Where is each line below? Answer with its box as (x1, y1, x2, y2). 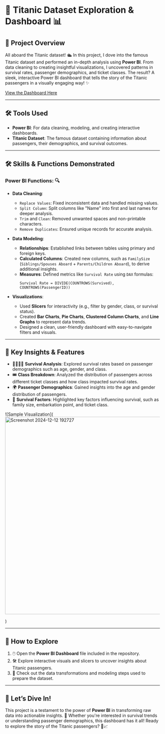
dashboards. (12, 130, 38, 136)
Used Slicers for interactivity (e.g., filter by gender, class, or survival (19, 303, 158, 309)
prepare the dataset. (12, 676, 54, 681)
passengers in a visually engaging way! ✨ (5, 80, 90, 85)
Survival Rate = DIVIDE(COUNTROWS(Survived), (19, 281, 114, 285)
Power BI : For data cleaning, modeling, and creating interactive (12, 125, 140, 131)
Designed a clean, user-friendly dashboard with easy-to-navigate (19, 324, 152, 330)
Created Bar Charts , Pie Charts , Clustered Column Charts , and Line (19, 313, 159, 319)
